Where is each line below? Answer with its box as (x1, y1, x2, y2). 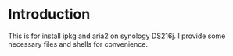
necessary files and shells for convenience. (8, 39, 149, 48)
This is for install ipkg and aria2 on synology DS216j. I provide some (8, 31, 226, 40)
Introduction (8, 5, 91, 23)
